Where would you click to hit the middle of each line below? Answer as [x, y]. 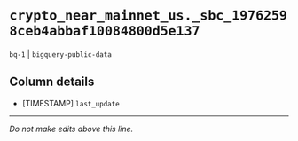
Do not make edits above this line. [71, 129]
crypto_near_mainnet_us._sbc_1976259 [149, 16]
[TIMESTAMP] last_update [71, 103]
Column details [52, 82]
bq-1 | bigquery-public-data [61, 54]
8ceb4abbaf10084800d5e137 [105, 31]
